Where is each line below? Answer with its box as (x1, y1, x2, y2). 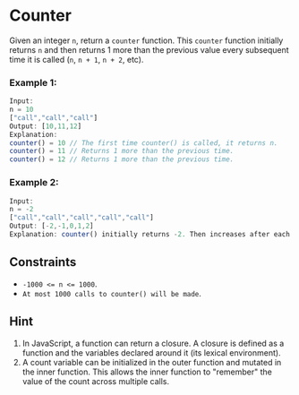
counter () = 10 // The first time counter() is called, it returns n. (9, 138, 278, 148)
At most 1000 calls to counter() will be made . (21, 288, 201, 298)
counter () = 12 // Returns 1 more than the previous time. (9, 155, 235, 164)
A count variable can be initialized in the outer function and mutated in (21, 356, 282, 367)
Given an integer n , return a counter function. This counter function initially (9, 35, 284, 46)
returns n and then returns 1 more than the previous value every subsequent (9, 44, 289, 55)
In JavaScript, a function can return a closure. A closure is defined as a (21, 338, 285, 348)
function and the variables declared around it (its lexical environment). (21, 347, 281, 358)
